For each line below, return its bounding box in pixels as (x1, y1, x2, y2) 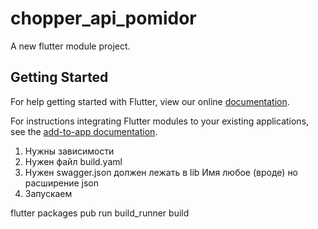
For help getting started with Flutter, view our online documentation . (10, 95, 290, 107)
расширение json (24, 177, 99, 189)
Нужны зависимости (24, 145, 115, 157)
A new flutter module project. (10, 40, 131, 52)
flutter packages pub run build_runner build (10, 207, 190, 219)
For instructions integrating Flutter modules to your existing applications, (10, 115, 310, 127)
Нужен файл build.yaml (24, 155, 123, 167)
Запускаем (24, 187, 73, 199)
